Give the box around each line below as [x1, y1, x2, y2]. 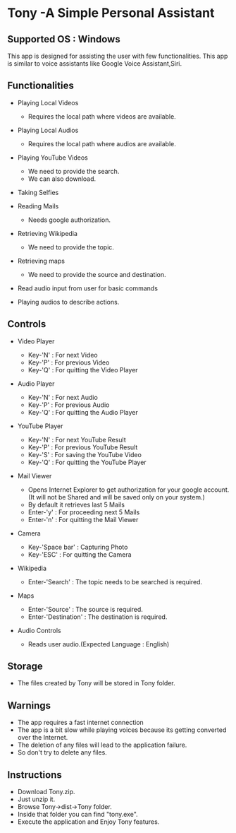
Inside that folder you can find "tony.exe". [17, 810, 139, 819]
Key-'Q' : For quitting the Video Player [27, 365, 139, 374]
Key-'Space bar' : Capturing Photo [27, 543, 128, 551]
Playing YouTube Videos [17, 153, 88, 162]
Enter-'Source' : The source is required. [27, 605, 143, 613]
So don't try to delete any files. [17, 748, 107, 757]
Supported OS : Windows [7, 33, 121, 45]
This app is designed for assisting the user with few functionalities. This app [7, 52, 228, 60]
